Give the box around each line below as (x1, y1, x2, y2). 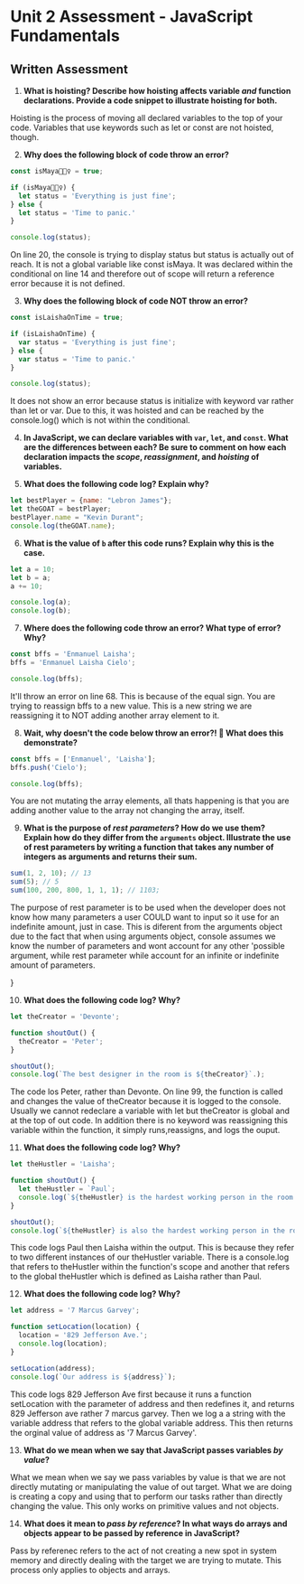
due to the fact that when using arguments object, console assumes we (10, 931, 276, 942)
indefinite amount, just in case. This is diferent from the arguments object (10, 922, 283, 932)
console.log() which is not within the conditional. (10, 415, 190, 426)
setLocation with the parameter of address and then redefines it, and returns (10, 1398, 295, 1409)
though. (10, 132, 40, 142)
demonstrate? (23, 736, 78, 747)
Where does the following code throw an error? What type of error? (23, 623, 281, 633)
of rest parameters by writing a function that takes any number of (23, 842, 274, 853)
